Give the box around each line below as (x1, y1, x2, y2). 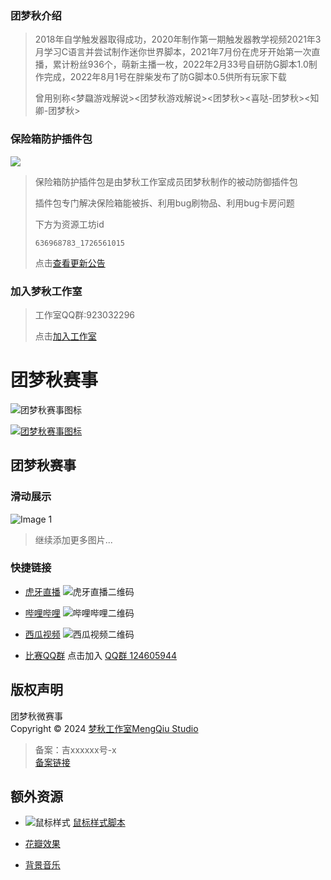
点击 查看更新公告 (34, 257, 106, 269)
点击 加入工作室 (34, 330, 97, 342)
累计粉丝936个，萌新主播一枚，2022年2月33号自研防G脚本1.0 (52, 58, 309, 71)
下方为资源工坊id (34, 218, 105, 230)
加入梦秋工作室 (10, 284, 83, 298)
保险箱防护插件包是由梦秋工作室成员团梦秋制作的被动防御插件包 (34, 175, 298, 187)
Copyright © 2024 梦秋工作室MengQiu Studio (10, 722, 199, 734)
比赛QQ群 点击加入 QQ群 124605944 (24, 649, 178, 661)
